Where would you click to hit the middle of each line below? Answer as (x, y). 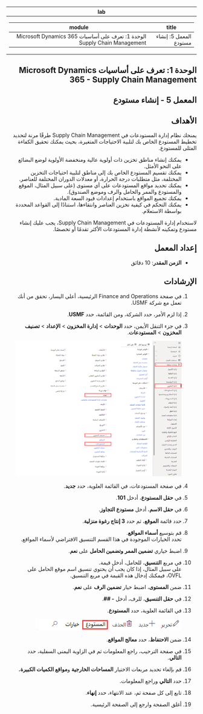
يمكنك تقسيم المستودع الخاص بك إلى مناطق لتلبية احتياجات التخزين (106, 173)
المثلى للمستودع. (178, 148)
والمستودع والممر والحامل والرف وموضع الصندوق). (124, 192)
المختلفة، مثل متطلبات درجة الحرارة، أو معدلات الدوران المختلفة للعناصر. (100, 179)
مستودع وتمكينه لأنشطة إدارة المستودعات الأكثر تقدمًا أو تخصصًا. (125, 229)
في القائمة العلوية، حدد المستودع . (144, 610)
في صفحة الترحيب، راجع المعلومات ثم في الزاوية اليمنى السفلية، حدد (105, 651)
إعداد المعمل (175, 248)
